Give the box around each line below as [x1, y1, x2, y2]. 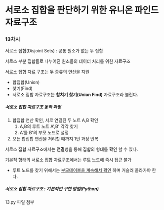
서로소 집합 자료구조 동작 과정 [5, 104, 61, 110]
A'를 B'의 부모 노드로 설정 [19, 129, 69, 136]
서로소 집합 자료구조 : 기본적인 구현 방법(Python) [5, 186, 99, 192]
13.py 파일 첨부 [5, 199, 35, 205]
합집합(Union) [12, 80, 40, 85]
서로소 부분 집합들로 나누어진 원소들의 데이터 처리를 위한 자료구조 [5, 58, 131, 64]
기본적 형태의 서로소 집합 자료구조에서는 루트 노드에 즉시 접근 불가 [5, 157, 132, 163]
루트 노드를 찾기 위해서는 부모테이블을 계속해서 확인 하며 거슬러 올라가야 [12, 168, 151, 173]
